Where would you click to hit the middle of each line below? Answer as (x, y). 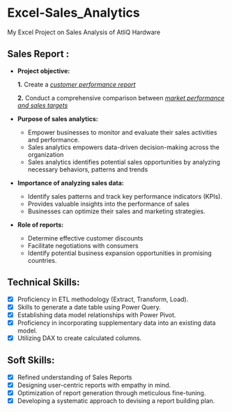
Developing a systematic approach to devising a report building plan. (116, 400)
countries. (42, 260)
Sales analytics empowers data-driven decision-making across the (123, 147)
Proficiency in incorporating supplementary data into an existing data (116, 323)
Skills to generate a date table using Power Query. (89, 307)
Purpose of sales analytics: (58, 119)
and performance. (54, 139)
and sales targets (42, 105)
